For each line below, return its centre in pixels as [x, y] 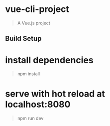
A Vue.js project [34, 23]
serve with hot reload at [55, 94]
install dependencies [49, 60]
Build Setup [23, 39]
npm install [29, 74]
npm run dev [30, 119]
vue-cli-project [37, 9]
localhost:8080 [38, 104]
